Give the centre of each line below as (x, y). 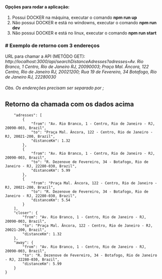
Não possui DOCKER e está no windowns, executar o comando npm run (84, 23)
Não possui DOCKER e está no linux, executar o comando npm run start (84, 33)
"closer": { (26, 213)
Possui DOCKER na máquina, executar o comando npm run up (74, 17)
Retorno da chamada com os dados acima (70, 104)
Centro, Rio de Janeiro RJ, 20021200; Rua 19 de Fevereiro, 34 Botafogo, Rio (81, 72)
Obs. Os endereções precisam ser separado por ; (55, 88)
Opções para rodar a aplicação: (37, 7)
